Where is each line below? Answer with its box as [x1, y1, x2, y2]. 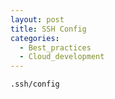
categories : [10, 33, 60, 43]
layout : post [10, 14, 65, 25]
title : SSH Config [10, 24, 87, 34]
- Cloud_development [19, 52, 105, 62]
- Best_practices [19, 42, 92, 53]
